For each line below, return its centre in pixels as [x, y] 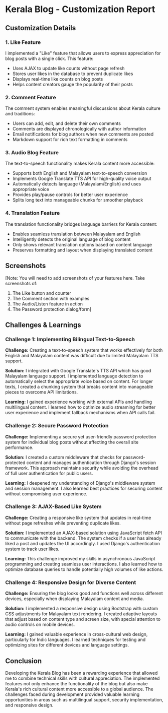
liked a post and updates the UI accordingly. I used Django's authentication [83, 543]
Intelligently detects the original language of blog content [71, 239]
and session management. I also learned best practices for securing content [84, 488]
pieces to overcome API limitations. [42, 392]
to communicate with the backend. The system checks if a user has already [83, 538]
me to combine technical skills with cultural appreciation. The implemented [82, 678]
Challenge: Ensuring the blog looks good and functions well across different [84, 594]
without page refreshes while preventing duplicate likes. [63, 523]
